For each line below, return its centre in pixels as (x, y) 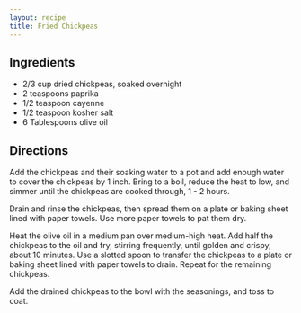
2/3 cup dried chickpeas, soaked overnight (102, 84)
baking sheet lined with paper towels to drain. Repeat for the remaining (141, 264)
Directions (39, 151)
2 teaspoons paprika (60, 94)
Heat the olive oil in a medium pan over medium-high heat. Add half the (142, 236)
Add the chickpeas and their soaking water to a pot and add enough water (147, 173)
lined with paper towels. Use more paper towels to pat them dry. (128, 219)
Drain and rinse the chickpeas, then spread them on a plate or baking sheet (149, 209)
